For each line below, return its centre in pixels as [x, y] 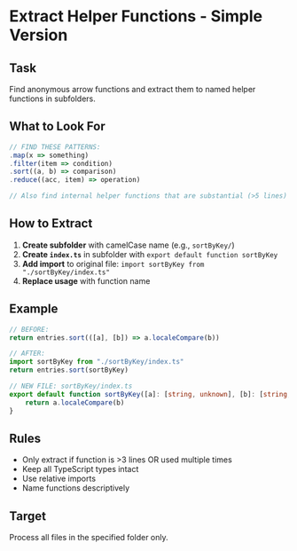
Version [39, 35]
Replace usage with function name [86, 280]
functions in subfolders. [52, 98]
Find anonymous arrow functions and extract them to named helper [133, 89]
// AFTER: [27, 354]
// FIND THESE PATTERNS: [55, 147]
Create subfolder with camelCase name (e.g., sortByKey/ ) [128, 245]
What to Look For [57, 126]
